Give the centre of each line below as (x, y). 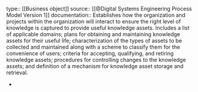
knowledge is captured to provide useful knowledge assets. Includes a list (98, 28)
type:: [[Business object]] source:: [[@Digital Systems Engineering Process (99, 9)
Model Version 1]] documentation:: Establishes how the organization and (96, 15)
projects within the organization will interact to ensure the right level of (94, 21)
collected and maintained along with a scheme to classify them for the (93, 47)
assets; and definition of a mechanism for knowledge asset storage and (95, 66)
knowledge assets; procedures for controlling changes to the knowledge (96, 60)
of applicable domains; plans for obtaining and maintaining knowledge (93, 34)
